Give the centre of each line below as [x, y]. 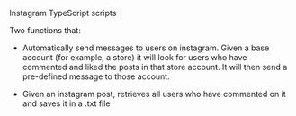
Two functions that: [45, 30]
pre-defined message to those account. [96, 76]
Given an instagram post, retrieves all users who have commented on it [154, 94]
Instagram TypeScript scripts [63, 13]
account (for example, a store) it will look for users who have [135, 57]
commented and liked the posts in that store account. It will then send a [155, 67]
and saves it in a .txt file [66, 103]
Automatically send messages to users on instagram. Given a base [146, 48]
